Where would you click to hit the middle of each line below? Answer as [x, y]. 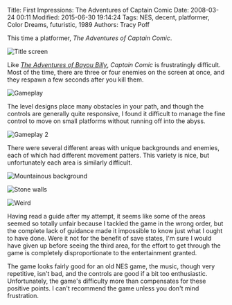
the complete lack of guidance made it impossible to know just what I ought [115, 231]
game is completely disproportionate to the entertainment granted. [102, 253]
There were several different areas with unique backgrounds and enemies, [113, 148]
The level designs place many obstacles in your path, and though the [106, 106]
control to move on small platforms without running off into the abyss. [106, 121]
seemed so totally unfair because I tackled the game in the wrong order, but [115, 223]
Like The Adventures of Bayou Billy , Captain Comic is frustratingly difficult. [114, 65]
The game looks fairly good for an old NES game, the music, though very [111, 266]
